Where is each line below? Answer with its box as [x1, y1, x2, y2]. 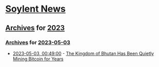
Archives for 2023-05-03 [5, 39, 71, 46]
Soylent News [5, 3, 66, 15]
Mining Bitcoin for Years [12, 56, 64, 62]
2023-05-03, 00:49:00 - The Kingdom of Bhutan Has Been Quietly [12, 50, 154, 56]
